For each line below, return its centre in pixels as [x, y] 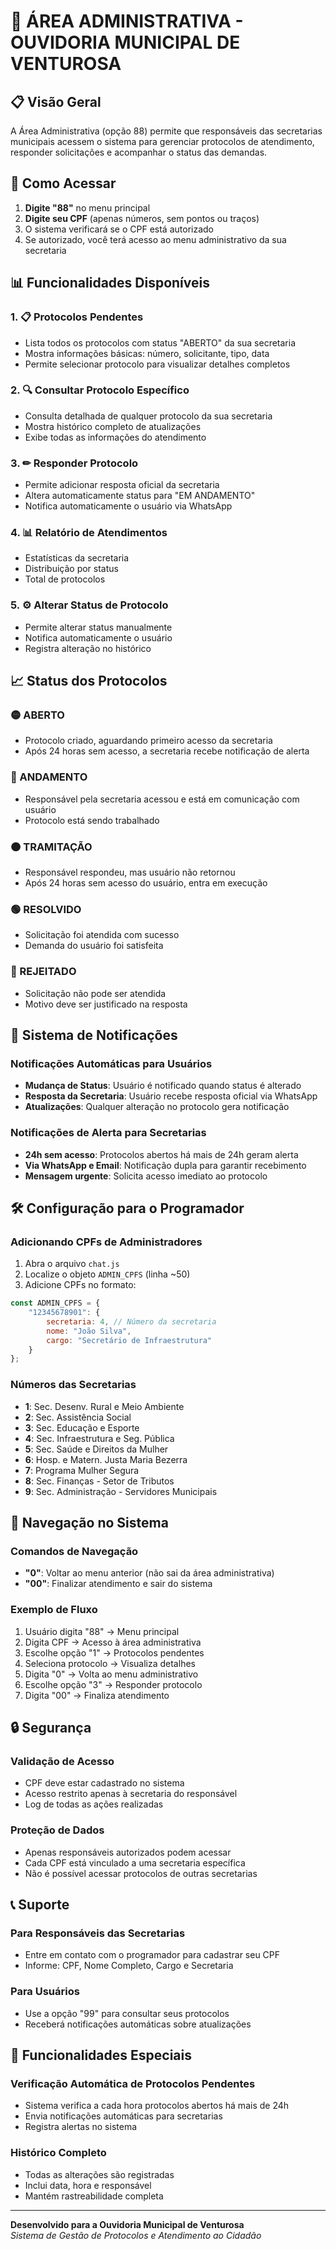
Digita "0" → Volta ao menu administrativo [111, 1674]
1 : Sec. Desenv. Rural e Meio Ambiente [104, 1406]
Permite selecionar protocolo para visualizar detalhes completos [157, 364]
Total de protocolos [65, 579]
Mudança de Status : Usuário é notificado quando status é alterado [163, 1086]
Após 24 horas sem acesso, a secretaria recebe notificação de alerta [167, 751]
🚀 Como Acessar [63, 183]
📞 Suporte [40, 1905]
